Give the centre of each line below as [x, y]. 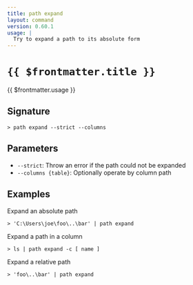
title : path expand [35, 13]
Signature [29, 111]
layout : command [30, 20]
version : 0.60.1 [30, 26]
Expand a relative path [39, 262]
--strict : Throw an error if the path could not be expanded [101, 165]
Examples [29, 194]
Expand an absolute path [42, 210]
